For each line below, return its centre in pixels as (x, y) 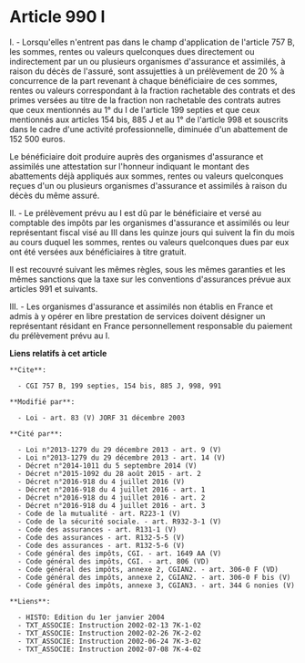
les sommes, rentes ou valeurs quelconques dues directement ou (132, 51)
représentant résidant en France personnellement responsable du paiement (151, 326)
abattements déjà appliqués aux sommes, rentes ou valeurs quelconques (147, 176)
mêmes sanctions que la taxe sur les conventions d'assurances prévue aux (150, 279)
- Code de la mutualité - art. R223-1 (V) (99, 513)
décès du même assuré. (55, 195)
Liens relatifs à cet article (58, 353)
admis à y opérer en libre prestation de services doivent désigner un (137, 316)
